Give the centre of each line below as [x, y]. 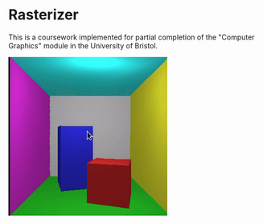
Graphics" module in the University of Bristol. [83, 45]
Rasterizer [43, 15]
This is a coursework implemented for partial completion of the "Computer [131, 37]
